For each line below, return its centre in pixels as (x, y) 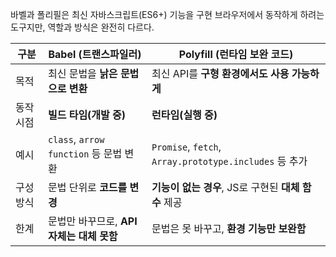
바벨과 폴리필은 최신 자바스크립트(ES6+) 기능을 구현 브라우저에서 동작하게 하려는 (167, 14)
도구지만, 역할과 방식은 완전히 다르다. (82, 27)
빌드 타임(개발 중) (87, 115)
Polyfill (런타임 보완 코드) (236, 54)
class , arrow (76, 139)
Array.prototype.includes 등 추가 (229, 161)
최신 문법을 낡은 (82, 73)
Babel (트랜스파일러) (95, 54)
